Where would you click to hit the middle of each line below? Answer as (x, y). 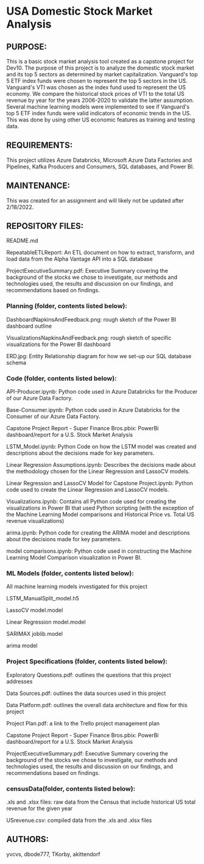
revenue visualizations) (35, 521)
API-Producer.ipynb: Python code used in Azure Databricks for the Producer (102, 392)
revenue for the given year (40, 808)
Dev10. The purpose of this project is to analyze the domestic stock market (100, 68)
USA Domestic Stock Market (79, 11)
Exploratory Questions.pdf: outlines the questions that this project (89, 675)
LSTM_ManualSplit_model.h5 (43, 599)
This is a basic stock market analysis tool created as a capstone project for (100, 61)
